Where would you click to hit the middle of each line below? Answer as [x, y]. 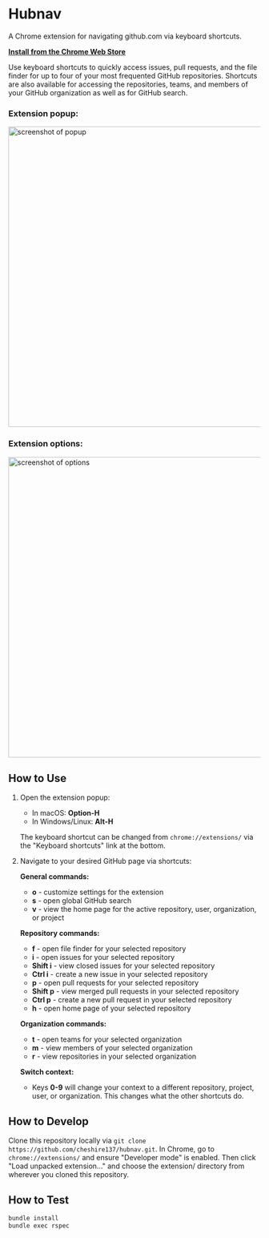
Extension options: [46, 444]
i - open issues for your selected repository [103, 958]
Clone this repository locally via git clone [77, 1141]
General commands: [54, 877]
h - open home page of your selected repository [111, 1008]
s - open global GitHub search [82, 901]
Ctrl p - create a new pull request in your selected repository [132, 1000]
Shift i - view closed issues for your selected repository [123, 966]
